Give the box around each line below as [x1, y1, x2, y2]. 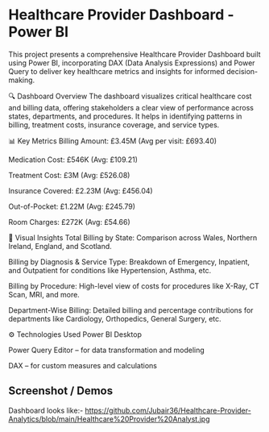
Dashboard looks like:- [8, 405, 84, 415]
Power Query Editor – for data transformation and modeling [8, 345, 205, 355]
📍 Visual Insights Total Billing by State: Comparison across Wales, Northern [8, 232, 258, 243]
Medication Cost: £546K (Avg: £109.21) [8, 155, 139, 164]
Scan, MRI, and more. [8, 289, 81, 299]
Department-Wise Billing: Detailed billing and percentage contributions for [8, 305, 254, 315]
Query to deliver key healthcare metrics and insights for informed [8, 66, 226, 76]
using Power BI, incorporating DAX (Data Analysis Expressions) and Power [8, 58, 255, 68]
